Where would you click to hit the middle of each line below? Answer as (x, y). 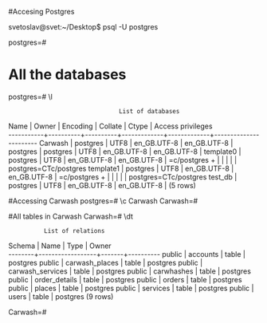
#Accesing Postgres (41, 12)
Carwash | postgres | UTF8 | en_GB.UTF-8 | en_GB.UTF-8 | (136, 143)
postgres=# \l (31, 97)
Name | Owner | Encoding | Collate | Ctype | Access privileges (110, 126)
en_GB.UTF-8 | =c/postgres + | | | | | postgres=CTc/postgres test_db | (123, 177)
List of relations (74, 230)
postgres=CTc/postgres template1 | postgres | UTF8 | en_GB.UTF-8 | (121, 168)
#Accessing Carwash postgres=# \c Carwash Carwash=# (103, 201)
